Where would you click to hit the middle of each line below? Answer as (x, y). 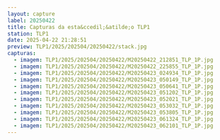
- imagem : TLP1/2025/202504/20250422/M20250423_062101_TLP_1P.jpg (114, 126)
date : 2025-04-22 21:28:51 (47, 40)
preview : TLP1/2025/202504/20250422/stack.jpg (77, 47)
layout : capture (31, 14)
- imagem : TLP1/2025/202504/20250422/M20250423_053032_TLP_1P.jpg (114, 106)
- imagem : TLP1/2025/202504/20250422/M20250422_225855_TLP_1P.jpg (114, 66)
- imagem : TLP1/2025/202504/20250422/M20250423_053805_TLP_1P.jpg (114, 112)
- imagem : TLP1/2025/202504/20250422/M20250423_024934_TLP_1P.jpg (114, 73)
